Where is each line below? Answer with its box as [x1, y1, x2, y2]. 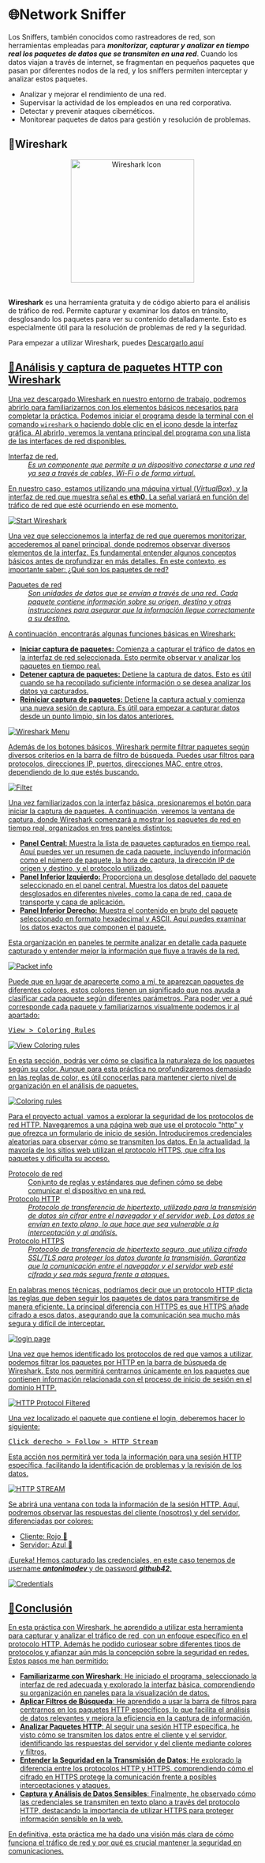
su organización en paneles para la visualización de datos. [19, 1688, 211, 1698]
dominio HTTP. [8, 1382, 57, 1392]
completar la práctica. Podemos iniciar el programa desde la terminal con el [8, 411, 254, 420]
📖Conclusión [8, 1601, 73, 1615]
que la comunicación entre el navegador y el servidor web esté [28, 1261, 234, 1270]
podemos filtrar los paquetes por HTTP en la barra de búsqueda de [8, 1357, 227, 1367]
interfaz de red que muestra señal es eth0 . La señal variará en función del [8, 492, 249, 501]
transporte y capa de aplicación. [19, 897, 125, 907]
